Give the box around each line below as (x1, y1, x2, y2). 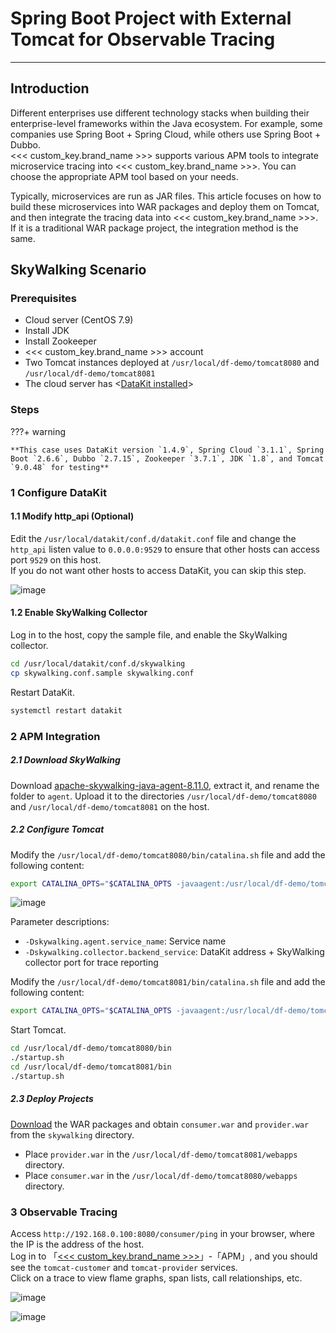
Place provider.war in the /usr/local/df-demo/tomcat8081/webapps (24, 1148, 298, 1160)
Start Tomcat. (10, 1024, 67, 1036)
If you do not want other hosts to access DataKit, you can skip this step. (10, 564, 307, 576)
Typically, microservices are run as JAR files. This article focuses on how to (10, 190, 322, 202)
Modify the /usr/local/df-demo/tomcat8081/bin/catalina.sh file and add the (10, 976, 326, 988)
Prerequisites (10, 292, 77, 306)
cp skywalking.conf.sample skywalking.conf (10, 668, 195, 678)
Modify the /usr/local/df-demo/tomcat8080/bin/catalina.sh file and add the (10, 848, 326, 861)
